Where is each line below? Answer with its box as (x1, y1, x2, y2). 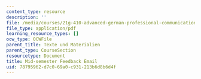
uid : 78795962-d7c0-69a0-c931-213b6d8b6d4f (6, 64, 117, 70)
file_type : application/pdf (6, 25, 77, 31)
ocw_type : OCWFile (6, 36, 52, 42)
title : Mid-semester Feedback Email (6, 58, 98, 64)
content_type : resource (6, 8, 66, 15)
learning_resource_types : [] (6, 31, 79, 37)
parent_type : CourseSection (6, 48, 77, 53)
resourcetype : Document (6, 53, 66, 59)
